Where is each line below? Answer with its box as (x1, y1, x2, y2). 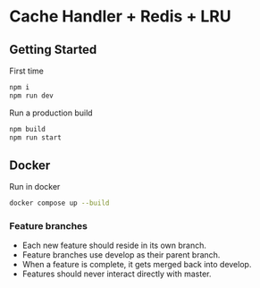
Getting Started (9, 42, 97, 57)
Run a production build (9, 107, 93, 118)
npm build (9, 124, 46, 133)
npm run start (9, 132, 63, 142)
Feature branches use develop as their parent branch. (21, 250, 221, 260)
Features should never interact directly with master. (21, 268, 212, 279)
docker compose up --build (9, 199, 110, 208)
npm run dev (9, 91, 54, 100)
